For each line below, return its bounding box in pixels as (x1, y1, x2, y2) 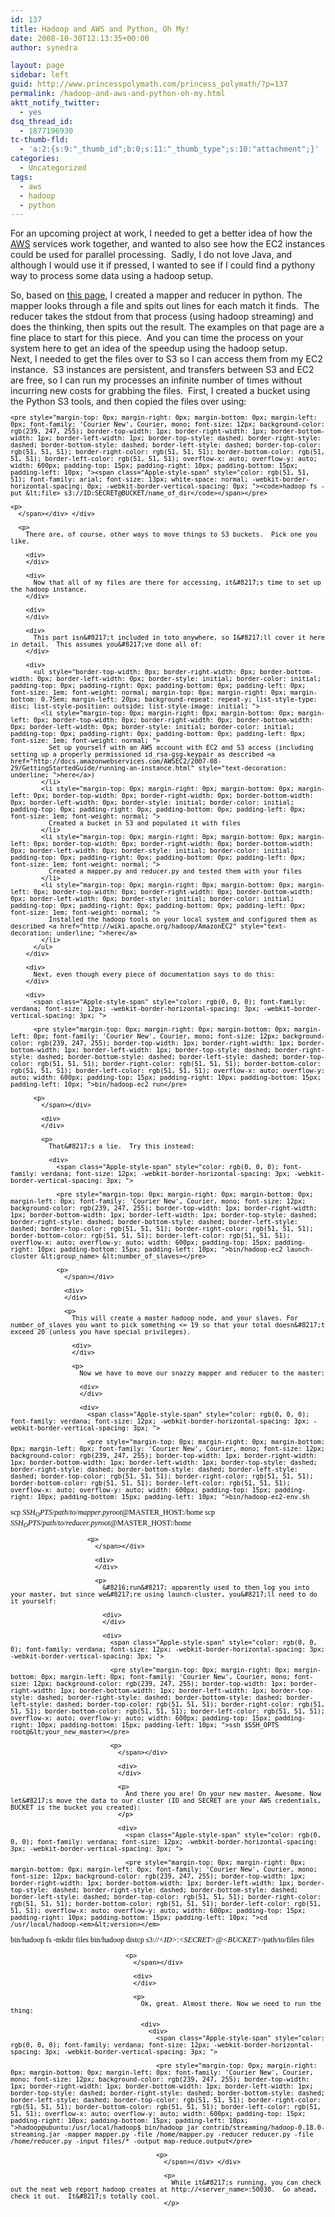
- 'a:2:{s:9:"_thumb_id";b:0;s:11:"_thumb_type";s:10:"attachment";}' (19, 144, 320, 155)
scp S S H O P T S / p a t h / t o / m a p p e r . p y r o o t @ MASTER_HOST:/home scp (10, 1507, 216, 1519)
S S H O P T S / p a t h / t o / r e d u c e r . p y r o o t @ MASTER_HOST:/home (10, 1517, 192, 1530)
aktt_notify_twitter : (10, 97, 101, 108)
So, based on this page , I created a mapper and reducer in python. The (10, 289, 303, 301)
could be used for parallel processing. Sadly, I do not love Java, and (10, 249, 293, 261)
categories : (10, 154, 60, 164)
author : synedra (10, 42, 78, 53)
